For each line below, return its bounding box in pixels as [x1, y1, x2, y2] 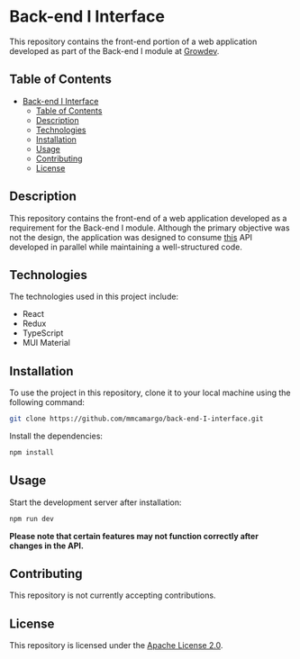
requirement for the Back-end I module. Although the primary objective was [9, 222, 290, 233]
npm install [9, 448, 54, 457]
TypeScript [22, 328, 64, 339]
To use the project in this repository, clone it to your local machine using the [9, 387, 291, 398]
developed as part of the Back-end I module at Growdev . [9, 45, 220, 56]
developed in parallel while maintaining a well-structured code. [9, 241, 243, 252]
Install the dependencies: [9, 430, 104, 442]
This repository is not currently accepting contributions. [9, 590, 216, 600]
